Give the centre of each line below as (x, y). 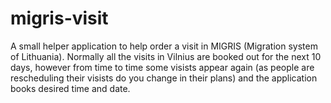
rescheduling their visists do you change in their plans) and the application (164, 78)
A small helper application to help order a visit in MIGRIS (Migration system (164, 46)
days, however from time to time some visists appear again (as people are (162, 67)
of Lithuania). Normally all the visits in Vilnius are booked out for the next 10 (166, 56)
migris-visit (59, 18)
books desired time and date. (70, 88)
